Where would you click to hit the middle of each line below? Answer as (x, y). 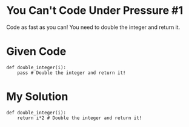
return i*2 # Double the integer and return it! (80, 118)
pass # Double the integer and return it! (71, 73)
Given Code (36, 51)
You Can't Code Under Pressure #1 (95, 11)
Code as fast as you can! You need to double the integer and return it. (93, 27)
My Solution (37, 97)
